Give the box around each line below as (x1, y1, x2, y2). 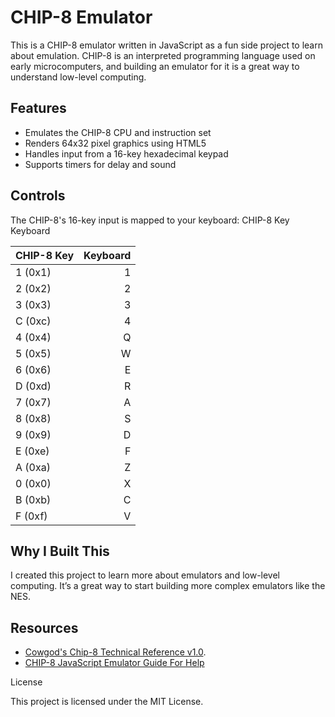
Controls (10, 187, 66, 205)
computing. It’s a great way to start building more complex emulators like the (10, 580, 326, 592)
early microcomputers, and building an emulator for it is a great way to (10, 60, 300, 72)
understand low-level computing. (10, 71, 147, 83)
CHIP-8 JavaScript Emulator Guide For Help (24, 657, 205, 669)
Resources (10, 619, 79, 636)
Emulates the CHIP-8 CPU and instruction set (24, 126, 212, 138)
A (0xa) (15, 460, 51, 474)
